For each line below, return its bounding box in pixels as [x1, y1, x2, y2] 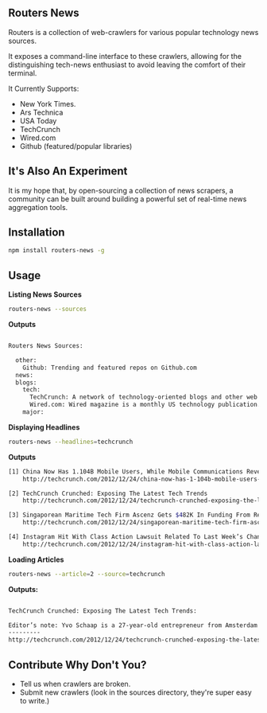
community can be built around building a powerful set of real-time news [8, 194, 247, 204]
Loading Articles [8, 555, 64, 564]
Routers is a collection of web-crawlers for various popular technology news [8, 27, 259, 37]
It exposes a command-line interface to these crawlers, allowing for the [8, 51, 242, 60]
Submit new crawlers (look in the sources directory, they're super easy [19, 688, 252, 697]
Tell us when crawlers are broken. [19, 679, 131, 688]
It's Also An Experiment [8, 165, 128, 178]
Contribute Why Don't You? [8, 658, 147, 672]
